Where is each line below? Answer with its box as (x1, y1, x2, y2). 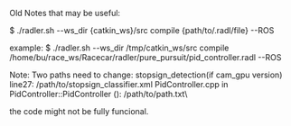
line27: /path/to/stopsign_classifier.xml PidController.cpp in (9, 79, 229, 89)
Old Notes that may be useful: (9, 8, 120, 18)
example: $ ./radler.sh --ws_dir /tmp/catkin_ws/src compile (9, 42, 230, 53)
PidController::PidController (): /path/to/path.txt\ (9, 89, 188, 99)
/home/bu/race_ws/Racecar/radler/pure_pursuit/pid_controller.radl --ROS (9, 52, 282, 62)
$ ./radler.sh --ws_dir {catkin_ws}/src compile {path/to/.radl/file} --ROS (9, 25, 275, 35)
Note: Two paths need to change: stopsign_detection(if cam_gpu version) (9, 69, 283, 80)
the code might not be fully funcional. (9, 106, 149, 116)
